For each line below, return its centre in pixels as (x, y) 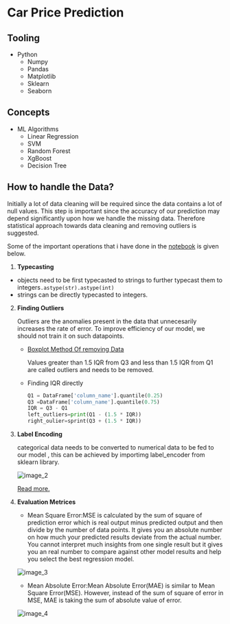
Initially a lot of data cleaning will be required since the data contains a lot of (115, 203)
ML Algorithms (38, 129)
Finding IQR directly (55, 383)
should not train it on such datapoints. (71, 336)
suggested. (23, 233)
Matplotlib (42, 76)
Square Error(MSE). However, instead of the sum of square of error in (125, 593)
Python (27, 54)
